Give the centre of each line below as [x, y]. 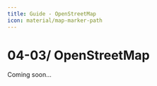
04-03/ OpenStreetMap [78, 55]
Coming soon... [29, 75]
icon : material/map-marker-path [55, 20]
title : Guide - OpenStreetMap [52, 14]
